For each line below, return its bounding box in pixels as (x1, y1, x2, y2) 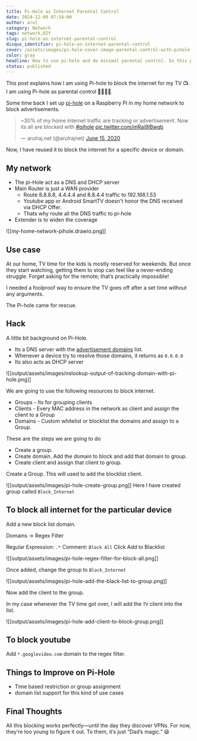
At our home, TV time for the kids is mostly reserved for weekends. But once (6, 260, 191, 267)
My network (6, 163, 52, 173)
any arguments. (6, 290, 44, 297)
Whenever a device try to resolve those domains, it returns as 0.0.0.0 (14, 352, 184, 359)
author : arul (6, 19, 38, 25)
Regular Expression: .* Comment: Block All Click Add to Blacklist (6, 543, 165, 550)
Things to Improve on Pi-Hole (6, 668, 116, 678)
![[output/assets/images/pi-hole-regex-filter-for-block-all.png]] (6, 555, 159, 562)
